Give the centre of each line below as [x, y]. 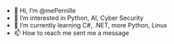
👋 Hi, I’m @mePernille [45, 11]
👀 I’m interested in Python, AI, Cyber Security [79, 18]
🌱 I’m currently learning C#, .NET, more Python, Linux [90, 25]
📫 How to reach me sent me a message [71, 33]
